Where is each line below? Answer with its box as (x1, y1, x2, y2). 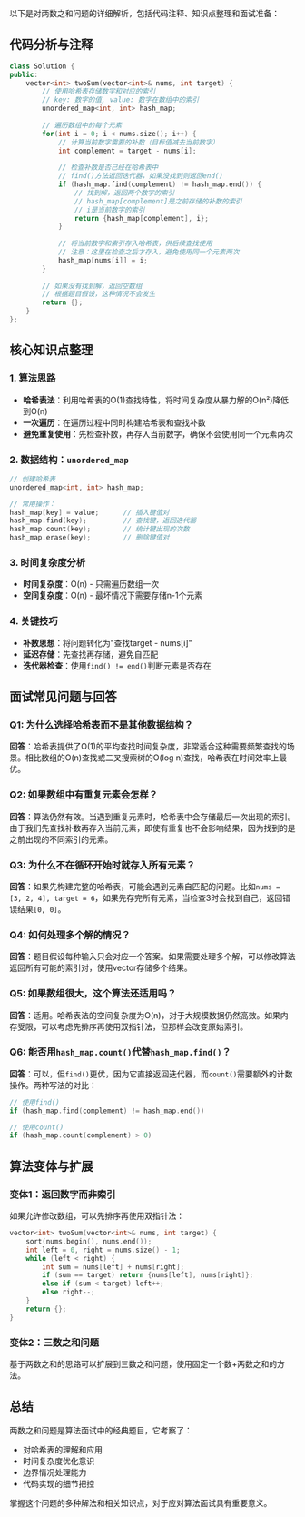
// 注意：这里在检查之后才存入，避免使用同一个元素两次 (57, 248, 240, 257)
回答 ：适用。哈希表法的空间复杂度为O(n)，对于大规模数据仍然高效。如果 (9, 1009, 281, 1020)
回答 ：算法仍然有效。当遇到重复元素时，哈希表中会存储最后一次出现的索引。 (9, 811, 296, 822)
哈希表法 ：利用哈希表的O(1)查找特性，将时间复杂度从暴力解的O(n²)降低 (22, 394, 289, 405)
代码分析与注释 (9, 37, 93, 53)
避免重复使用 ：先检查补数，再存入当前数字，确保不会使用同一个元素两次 (22, 428, 293, 439)
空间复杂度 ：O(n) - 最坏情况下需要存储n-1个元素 (22, 590, 202, 601)
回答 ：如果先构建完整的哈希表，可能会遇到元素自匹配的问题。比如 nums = (9, 880, 280, 892)
